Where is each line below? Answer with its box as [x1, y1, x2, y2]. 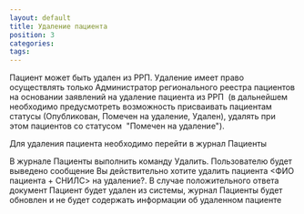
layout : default [9, 13, 71, 23]
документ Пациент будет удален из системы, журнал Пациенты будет [9, 185, 283, 196]
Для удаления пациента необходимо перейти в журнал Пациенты [9, 138, 267, 149]
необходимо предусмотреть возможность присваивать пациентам [9, 101, 273, 112]
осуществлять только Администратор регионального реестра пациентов [9, 82, 296, 93]
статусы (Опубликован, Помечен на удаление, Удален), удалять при [9, 111, 276, 122]
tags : [9, 47, 30, 56]
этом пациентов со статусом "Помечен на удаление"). [9, 120, 225, 132]
